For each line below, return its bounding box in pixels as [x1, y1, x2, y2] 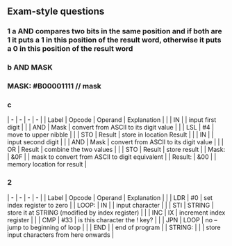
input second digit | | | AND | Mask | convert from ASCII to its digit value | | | [7, 138, 224, 146]
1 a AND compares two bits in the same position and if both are [7, 26, 222, 36]
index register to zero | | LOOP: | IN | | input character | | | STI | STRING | [7, 201, 214, 209]
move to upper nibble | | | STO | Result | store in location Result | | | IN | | [7, 130, 214, 139]
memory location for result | [7, 160, 87, 169]
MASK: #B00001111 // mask [7, 82, 102, 91]
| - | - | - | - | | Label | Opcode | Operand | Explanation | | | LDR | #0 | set [7, 193, 213, 201]
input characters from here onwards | [7, 230, 115, 239]
